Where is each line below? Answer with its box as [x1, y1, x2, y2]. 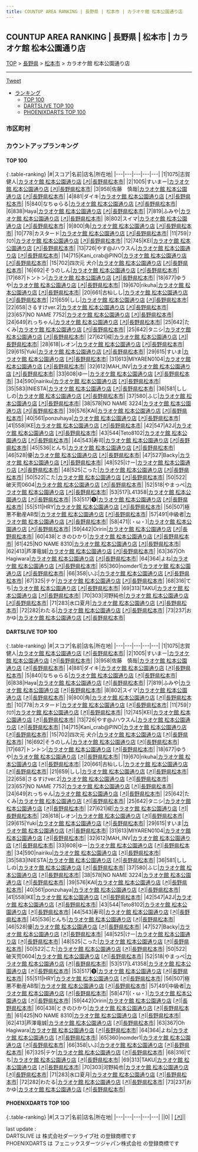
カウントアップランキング [6, 142, 78, 150]
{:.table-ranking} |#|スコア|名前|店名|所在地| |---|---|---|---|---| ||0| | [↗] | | [6, 1113, 186, 1121]
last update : [6, 1125, 37, 1132]
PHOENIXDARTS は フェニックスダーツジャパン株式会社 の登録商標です [6, 1140, 180, 1147]
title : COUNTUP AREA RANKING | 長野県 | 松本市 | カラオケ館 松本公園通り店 [6, 8, 183, 15]
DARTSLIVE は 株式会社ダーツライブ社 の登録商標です [6, 1132, 137, 1139]
